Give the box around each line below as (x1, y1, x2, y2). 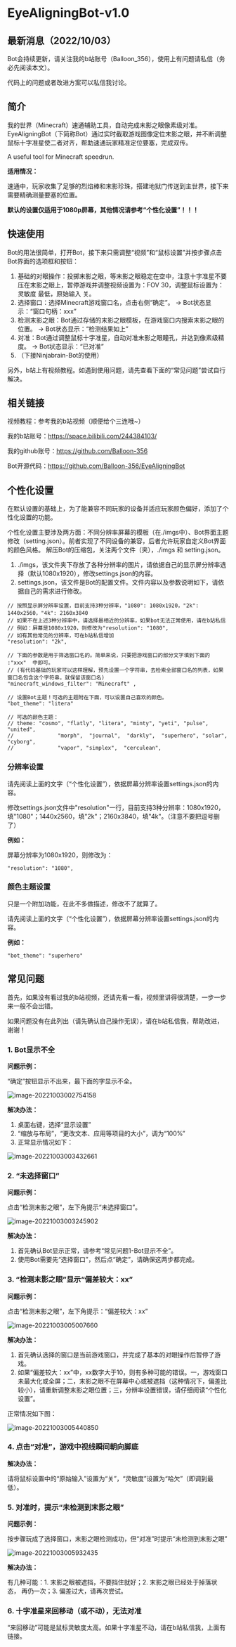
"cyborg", (7, 738, 37, 746)
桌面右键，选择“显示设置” (17, 1120, 91, 1128)
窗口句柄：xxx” (32, 307, 77, 315)
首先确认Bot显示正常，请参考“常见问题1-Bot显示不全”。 (17, 1246, 178, 1255)
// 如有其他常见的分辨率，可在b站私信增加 (7, 632, 114, 639)
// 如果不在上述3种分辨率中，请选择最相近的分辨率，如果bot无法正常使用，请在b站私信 (7, 617, 226, 625)
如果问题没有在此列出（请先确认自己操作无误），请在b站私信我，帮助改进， (7, 1017, 223, 1025)
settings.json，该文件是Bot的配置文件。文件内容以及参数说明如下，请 (17, 578, 218, 587)
